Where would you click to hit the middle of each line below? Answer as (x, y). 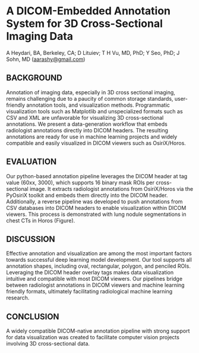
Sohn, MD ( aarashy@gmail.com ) (46, 59)
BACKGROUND (34, 78)
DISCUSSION (31, 239)
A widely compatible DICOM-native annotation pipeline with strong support (98, 331)
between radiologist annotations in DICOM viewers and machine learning (96, 285)
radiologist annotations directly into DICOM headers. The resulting (87, 130)
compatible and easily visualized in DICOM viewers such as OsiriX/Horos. (96, 143)
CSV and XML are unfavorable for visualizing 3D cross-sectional (85, 117)
